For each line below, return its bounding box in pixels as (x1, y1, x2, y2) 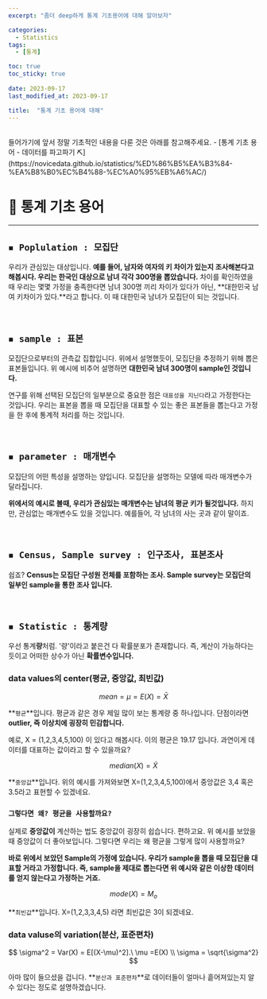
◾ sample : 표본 (8, 333, 84, 344)
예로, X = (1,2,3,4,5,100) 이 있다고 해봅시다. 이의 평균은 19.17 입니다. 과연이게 (8, 734, 247, 744)
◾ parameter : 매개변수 (8, 451, 117, 463)
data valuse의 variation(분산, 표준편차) (8, 929, 154, 940)
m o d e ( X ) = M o (110, 889, 157, 900)
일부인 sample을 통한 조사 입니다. (8, 579, 113, 589)
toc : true (8, 63, 41, 71)
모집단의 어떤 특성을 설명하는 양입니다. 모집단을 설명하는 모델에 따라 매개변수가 (8, 471, 253, 481)
